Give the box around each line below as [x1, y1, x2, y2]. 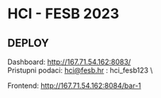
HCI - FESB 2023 [7, 5, 120, 23]
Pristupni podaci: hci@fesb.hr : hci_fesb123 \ [7, 66, 153, 75]
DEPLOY [7, 36, 49, 50]
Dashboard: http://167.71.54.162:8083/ [7, 57, 132, 66]
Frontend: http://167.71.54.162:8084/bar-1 [7, 81, 142, 90]
